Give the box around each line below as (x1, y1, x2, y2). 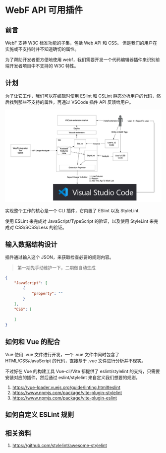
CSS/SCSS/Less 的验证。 (14, 224, 67, 230)
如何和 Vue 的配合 (5, 337, 60, 346)
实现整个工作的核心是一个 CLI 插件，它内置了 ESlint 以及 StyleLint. (5, 207, 140, 213)
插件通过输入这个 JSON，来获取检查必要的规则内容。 (5, 254, 114, 260)
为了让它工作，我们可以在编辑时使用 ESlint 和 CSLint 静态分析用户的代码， (5, 93, 157, 99)
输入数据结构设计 (5, 240, 57, 249)
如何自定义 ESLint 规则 (5, 410, 74, 419)
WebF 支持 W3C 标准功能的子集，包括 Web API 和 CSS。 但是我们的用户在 (5, 40, 158, 46)
